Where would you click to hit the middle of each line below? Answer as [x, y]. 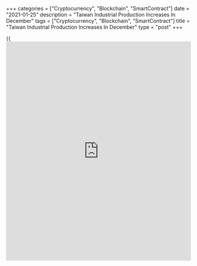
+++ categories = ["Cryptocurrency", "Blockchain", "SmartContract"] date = [98, 8]
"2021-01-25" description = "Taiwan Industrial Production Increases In [91, 15]
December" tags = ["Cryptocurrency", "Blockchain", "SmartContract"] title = [98, 21]
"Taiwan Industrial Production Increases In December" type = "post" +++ [94, 27]
